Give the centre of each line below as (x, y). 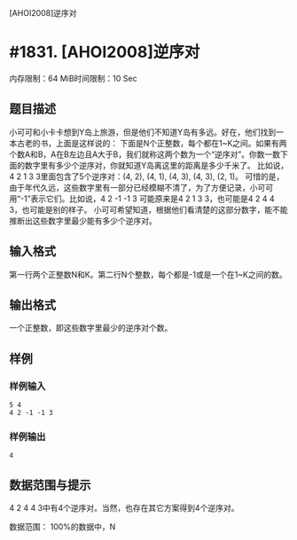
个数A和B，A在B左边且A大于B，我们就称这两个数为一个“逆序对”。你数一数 (145, 154)
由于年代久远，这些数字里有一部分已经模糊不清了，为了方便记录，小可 (137, 187)
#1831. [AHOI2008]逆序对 (105, 52)
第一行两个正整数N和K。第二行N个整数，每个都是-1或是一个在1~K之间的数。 (148, 274)
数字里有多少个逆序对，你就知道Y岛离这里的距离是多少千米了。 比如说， (156, 165)
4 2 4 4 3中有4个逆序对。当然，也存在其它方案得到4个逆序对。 (124, 508)
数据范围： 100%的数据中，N (63, 527)
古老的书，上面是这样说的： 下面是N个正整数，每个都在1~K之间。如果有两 (152, 143)
